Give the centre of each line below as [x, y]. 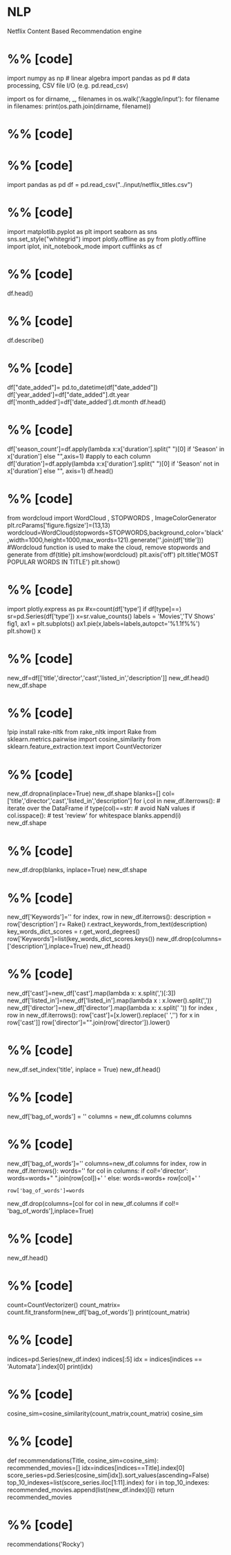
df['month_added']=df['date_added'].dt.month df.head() [87, 402]
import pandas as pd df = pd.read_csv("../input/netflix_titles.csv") [100, 185]
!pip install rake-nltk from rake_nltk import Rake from [82, 732]
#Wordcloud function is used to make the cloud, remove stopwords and [109, 547]
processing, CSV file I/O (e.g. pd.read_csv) [68, 85]
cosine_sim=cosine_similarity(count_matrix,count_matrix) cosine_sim [105, 1413]
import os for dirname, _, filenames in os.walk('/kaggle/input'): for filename [113, 99]
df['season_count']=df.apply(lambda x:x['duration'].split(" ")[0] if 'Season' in [116, 448]
